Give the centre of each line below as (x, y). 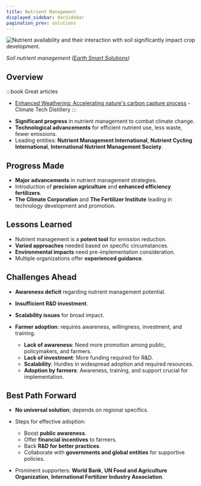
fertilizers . (28, 193)
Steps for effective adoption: (50, 422)
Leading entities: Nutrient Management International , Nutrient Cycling (103, 140)
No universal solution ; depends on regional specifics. (82, 410)
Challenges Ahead (41, 277)
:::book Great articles (32, 91)
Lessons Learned (39, 225)
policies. (34, 459)
